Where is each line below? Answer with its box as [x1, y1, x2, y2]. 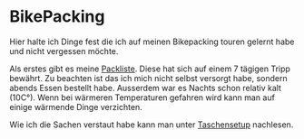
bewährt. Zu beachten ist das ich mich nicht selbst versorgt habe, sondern [9, 72, 288, 83]
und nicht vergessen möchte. [9, 45, 119, 56]
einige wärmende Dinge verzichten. [9, 101, 142, 112]
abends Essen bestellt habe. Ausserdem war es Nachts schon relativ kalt [9, 82, 281, 93]
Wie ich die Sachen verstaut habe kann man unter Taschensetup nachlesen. [9, 119, 294, 130]
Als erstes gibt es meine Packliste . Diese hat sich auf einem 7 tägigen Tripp [9, 63, 290, 74]
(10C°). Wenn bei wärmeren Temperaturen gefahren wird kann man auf [9, 92, 275, 103]
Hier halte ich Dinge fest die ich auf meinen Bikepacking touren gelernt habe [9, 36, 295, 47]
